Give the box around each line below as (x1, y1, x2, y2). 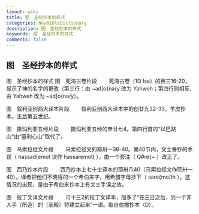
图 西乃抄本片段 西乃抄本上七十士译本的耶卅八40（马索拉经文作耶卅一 (6, 165, 193, 173)
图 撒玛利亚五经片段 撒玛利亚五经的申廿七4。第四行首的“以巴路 (6, 125, 177, 132)
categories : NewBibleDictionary (6, 20, 87, 26)
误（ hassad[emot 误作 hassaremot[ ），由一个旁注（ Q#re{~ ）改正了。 (6, 153, 183, 160)
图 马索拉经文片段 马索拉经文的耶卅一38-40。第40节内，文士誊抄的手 (6, 145, 193, 153)
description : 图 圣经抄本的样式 (6, 25, 82, 32)
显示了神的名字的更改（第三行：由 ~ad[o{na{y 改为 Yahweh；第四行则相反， (6, 85, 195, 92)
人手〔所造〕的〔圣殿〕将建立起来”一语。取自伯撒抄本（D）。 (6, 201, 157, 208)
